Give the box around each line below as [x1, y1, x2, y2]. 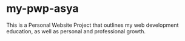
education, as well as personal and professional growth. [6, 27, 146, 34]
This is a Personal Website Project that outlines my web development [6, 21, 179, 29]
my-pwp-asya [6, 2, 79, 15]
